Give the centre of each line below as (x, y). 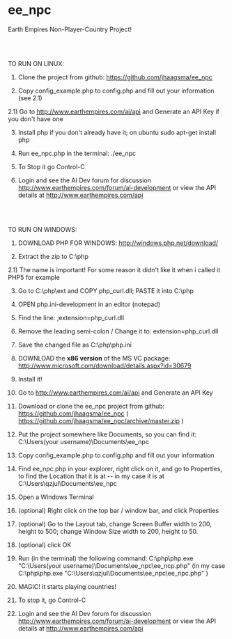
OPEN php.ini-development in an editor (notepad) (89, 304)
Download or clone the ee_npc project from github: (91, 406)
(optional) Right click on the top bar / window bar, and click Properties (118, 510)
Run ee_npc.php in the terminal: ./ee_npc (77, 153)
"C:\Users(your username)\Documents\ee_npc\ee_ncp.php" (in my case (122, 565)
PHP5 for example (34, 277)
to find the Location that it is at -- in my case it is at (91, 476)
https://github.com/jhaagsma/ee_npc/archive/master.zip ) (101, 420)
